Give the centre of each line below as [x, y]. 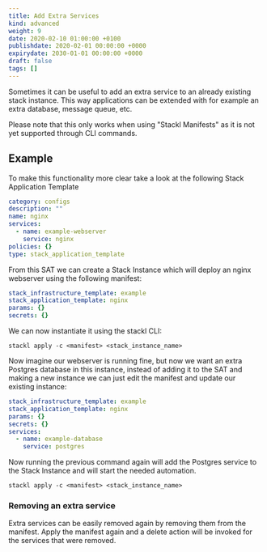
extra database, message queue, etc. [70, 108]
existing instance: [38, 387]
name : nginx [28, 217]
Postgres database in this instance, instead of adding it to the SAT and [125, 370]
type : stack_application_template [67, 254]
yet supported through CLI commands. [73, 133]
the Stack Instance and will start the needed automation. [102, 471]
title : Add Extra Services [54, 16]
